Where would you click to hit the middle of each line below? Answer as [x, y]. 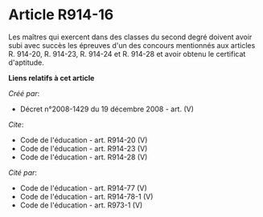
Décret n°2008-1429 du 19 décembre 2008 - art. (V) [107, 109]
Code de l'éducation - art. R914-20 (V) [84, 140]
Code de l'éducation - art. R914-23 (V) [84, 148]
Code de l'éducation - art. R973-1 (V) [81, 205]
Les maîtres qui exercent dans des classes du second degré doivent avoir [130, 37]
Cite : [16, 124]
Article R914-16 [61, 15]
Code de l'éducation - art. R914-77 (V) [83, 188]
